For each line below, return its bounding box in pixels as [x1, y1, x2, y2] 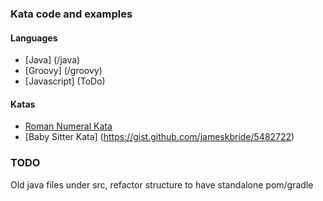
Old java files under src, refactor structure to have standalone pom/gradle [10, 178, 314, 191]
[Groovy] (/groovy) [24, 65, 103, 77]
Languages [10, 32, 58, 44]
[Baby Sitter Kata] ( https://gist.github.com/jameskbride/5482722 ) [24, 131, 295, 143]
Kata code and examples [10, 7, 133, 21]
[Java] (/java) [24, 54, 81, 66]
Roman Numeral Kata [24, 120, 113, 132]
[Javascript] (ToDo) [24, 75, 106, 87]
